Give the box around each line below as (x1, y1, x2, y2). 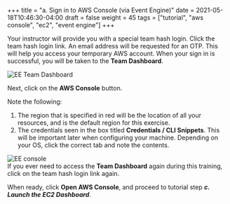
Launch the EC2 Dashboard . (7, 191, 91, 198)
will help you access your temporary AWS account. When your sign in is (7, 49, 215, 57)
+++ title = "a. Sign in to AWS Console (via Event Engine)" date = (7, 6, 195, 14)
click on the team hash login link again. (7, 170, 120, 177)
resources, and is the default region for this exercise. (17, 118, 170, 127)
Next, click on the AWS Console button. (7, 84, 123, 92)
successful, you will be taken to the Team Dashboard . (7, 57, 163, 65)
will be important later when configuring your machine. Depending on (17, 133, 219, 142)
